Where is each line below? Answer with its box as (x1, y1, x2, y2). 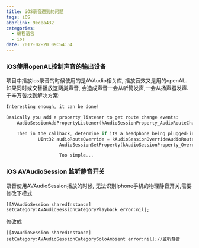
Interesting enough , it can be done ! (6, 104, 99, 110)
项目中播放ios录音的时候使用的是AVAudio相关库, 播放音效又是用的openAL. (6, 77, 187, 84)
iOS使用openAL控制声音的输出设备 (6, 62, 107, 71)
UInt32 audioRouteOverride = (37, 136, 110, 142)
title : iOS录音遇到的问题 (6, 8, 64, 15)
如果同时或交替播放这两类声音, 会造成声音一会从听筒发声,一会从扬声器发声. (6, 84, 189, 92)
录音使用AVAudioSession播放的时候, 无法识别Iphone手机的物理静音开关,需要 (6, 182, 192, 189)
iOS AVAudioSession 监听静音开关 (6, 167, 105, 176)
